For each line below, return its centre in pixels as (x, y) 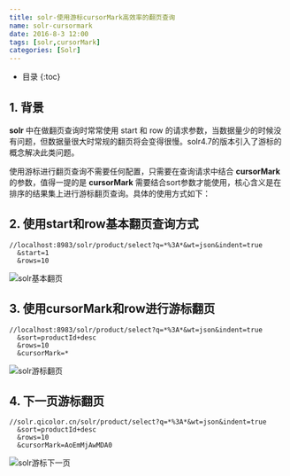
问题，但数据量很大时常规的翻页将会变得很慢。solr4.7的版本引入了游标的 (149, 141)
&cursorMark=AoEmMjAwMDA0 (65, 445)
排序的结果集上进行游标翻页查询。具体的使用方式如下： (110, 193)
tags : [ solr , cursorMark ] (55, 42)
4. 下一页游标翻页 (57, 401)
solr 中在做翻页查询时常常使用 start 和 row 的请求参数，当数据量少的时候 (141, 130)
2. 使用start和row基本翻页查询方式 (104, 224)
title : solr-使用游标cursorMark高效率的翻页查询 (92, 17)
